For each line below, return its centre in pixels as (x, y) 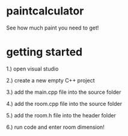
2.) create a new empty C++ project (50, 80)
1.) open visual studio (32, 69)
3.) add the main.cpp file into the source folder (64, 92)
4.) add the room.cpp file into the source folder (64, 104)
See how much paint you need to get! (53, 28)
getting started (44, 52)
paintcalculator (45, 11)
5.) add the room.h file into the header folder (61, 115)
